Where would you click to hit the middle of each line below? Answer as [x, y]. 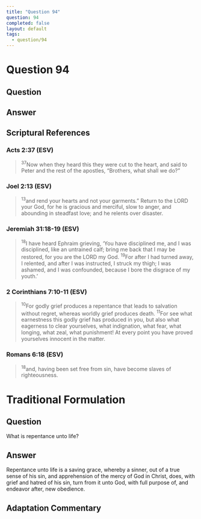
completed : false [28, 23]
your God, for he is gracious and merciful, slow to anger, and [96, 207]
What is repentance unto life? [43, 436]
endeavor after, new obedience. [46, 489]
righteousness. [39, 375]
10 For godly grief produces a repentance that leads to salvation [99, 305]
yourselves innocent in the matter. [63, 339]
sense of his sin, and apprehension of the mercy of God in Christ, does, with [101, 476]
